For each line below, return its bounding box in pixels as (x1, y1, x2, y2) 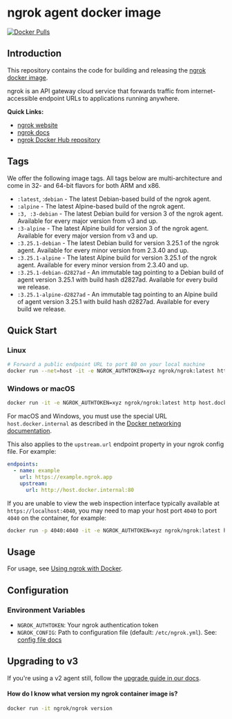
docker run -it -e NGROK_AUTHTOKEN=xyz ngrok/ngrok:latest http (7, 399, 196, 407)
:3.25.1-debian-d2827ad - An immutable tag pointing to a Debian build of (17, 268, 224, 276)
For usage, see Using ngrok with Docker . (7, 564, 123, 573)
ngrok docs (17, 128, 50, 136)
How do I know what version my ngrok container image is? (7, 689, 178, 698)
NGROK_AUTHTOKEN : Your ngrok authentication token (17, 620, 159, 629)
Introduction (7, 48, 62, 59)
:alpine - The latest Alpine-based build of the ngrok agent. (17, 202, 185, 210)
